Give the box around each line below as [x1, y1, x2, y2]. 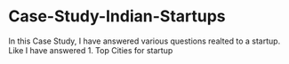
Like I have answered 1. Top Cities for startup [8, 44, 173, 55]
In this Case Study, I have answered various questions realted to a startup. [8, 36, 281, 46]
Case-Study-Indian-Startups [8, 6, 226, 27]
